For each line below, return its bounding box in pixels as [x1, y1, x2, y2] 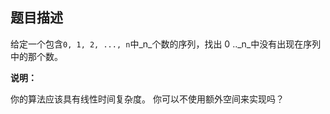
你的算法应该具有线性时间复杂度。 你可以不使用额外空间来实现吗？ [10, 93, 285, 105]
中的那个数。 [10, 50, 63, 62]
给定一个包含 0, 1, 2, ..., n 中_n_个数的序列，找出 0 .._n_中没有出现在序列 [10, 38, 322, 50]
